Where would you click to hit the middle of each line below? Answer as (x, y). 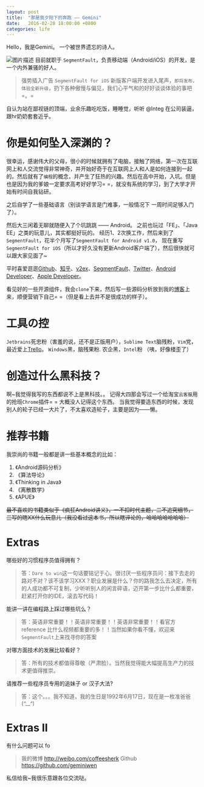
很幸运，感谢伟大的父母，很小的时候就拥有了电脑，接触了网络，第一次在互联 (102, 161)
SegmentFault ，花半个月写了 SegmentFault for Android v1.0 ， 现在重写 (95, 241)
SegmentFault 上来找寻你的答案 (59, 637)
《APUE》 (25, 497)
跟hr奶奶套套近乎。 (30, 116)
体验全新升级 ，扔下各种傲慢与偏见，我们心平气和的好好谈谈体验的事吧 (107, 88)
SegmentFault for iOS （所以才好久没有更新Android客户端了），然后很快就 (98, 248)
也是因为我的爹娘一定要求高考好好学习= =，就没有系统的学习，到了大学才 (98, 184)
